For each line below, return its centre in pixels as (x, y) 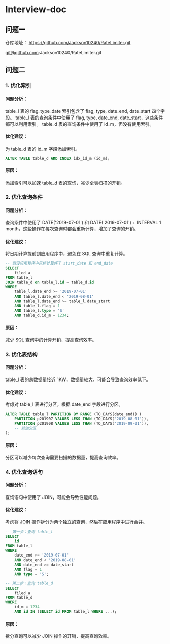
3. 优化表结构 (21, 354)
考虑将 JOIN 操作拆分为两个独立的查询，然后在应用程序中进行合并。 (76, 522)
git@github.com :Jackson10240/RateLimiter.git (54, 53)
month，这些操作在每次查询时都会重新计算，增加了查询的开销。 (72, 229)
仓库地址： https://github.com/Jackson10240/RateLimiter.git (68, 42)
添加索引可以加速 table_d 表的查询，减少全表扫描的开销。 (65, 183)
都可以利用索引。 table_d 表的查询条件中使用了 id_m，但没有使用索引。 (80, 124)
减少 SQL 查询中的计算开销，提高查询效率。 (51, 340)
